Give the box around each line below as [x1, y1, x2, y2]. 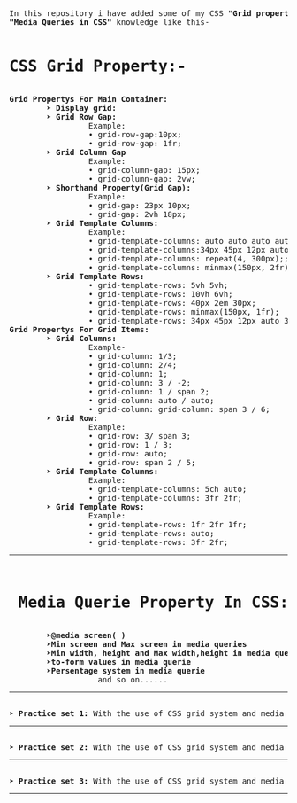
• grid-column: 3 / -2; [88, 378, 192, 387]
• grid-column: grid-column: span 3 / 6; [88, 404, 271, 414]
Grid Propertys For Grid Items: [9, 324, 149, 334]
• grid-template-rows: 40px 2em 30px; [88, 298, 256, 308]
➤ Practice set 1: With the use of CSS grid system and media [9, 708, 285, 718]
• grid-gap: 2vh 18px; [88, 209, 187, 219]
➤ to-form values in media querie [46, 657, 192, 667]
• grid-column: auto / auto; [88, 395, 215, 405]
